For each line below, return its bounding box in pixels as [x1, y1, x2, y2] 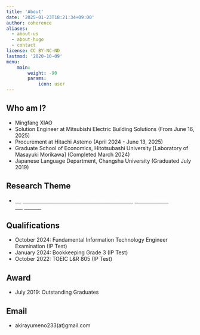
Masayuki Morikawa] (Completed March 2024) [14, 151, 130, 158]
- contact [11, 42, 36, 48]
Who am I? [6, 103, 47, 114]
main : [17, 64, 31, 71]
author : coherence [6, 20, 52, 26]
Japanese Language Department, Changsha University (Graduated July [14, 157, 192, 165]
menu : [6, 59, 20, 65]
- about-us [11, 31, 39, 37]
